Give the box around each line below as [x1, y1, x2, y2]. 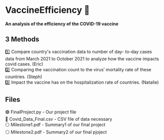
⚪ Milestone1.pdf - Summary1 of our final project [5, 121, 106, 128]
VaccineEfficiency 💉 [5, 4, 90, 16]
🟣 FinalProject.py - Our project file [5, 109, 77, 115]
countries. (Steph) [5, 74, 42, 80]
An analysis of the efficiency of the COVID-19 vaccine [5, 21, 119, 27]
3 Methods [5, 35, 40, 44]
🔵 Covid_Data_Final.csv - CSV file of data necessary [5, 116, 113, 122]
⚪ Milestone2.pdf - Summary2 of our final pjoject [5, 129, 107, 135]
